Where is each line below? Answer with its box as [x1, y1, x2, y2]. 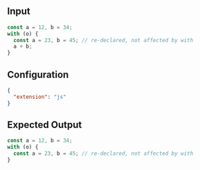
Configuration [7, 68, 69, 80]
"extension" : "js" [13, 93, 67, 100]
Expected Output [7, 119, 82, 131]
